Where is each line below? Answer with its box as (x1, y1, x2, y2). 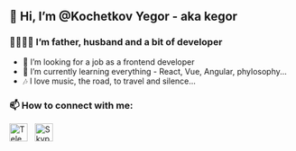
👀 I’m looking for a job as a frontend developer (22, 56, 196, 67)
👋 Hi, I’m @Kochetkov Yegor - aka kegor (9, 9, 237, 24)
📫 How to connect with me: (9, 99, 134, 111)
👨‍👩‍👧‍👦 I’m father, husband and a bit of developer (9, 36, 223, 49)
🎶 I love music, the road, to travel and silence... (22, 75, 197, 86)
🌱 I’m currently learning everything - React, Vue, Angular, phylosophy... (22, 66, 287, 76)
